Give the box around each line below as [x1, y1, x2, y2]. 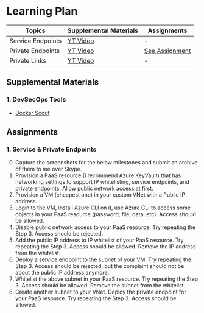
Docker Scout [15, 109, 50, 116]
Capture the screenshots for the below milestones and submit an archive [15, 159, 198, 166]
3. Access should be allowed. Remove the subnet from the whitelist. [15, 282, 186, 289]
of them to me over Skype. [15, 166, 82, 173]
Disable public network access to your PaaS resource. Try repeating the [15, 223, 196, 231]
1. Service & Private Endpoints [6, 145, 97, 153]
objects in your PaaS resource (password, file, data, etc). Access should [15, 211, 197, 218]
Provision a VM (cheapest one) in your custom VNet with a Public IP [15, 191, 186, 199]
